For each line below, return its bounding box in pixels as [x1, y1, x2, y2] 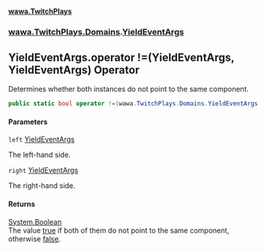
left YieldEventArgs [8, 135, 75, 144]
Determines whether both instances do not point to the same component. [8, 84, 249, 94]
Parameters [8, 116, 48, 127]
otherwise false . [8, 233, 61, 243]
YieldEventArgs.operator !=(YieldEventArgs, [8, 50, 235, 64]
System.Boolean [8, 217, 62, 226]
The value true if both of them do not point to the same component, [8, 226, 229, 235]
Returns [8, 199, 36, 209]
